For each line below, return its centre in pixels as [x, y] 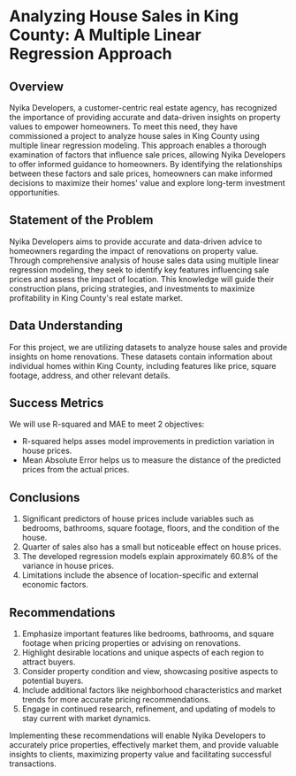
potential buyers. [53, 681]
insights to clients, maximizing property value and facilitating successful [140, 755]
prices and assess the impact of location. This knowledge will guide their [142, 279]
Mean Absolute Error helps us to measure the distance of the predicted [151, 460]
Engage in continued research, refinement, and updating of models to [148, 709]
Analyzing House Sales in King [124, 16]
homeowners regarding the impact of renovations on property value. [134, 250]
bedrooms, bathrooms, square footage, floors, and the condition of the [151, 528]
